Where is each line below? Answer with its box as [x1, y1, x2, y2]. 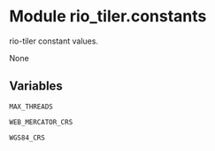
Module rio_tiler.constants [9, 6, 207, 27]
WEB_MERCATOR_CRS [9, 117, 73, 126]
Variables [9, 78, 64, 94]
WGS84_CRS [9, 133, 46, 142]
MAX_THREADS [9, 102, 53, 111]
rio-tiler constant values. [9, 36, 99, 46]
